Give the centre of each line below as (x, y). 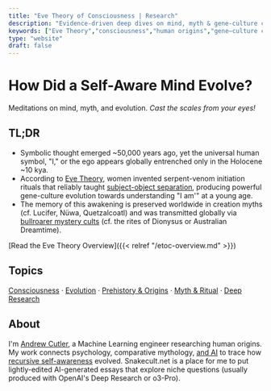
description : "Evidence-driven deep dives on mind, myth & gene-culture (133, 23)
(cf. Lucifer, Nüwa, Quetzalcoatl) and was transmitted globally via (128, 212)
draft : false (30, 46)
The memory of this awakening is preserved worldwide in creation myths (141, 204)
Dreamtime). (41, 230)
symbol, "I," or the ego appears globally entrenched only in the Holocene (141, 161)
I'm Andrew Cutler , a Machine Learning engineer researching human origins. (135, 343)
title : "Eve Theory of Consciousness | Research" (94, 16)
